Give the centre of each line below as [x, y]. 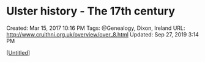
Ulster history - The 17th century [91, 11]
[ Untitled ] [18, 52]
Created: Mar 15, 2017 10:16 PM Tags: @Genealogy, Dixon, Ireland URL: [96, 28]
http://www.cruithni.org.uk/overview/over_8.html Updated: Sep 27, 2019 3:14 [102, 34]
